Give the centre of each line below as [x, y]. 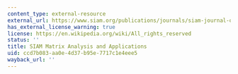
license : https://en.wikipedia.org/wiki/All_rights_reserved [100, 33]
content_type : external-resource [57, 14]
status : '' [23, 40]
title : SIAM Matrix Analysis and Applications [77, 47]
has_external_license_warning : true [61, 27]
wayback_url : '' [31, 60]
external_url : [28, 20]
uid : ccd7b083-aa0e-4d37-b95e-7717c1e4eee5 [73, 54]
